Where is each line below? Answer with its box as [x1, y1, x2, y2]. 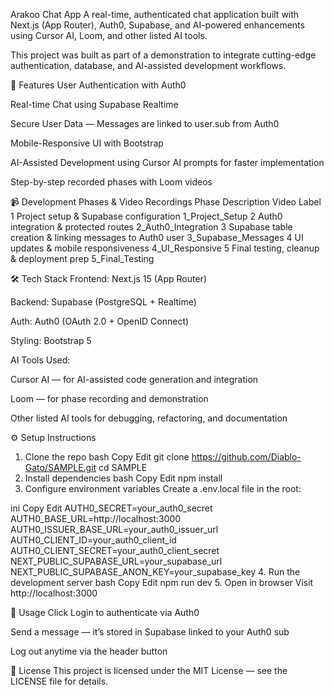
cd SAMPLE [98, 462, 148, 473]
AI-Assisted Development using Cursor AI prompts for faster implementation [10, 157, 325, 168]
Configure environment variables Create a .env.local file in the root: [24, 483, 302, 494]
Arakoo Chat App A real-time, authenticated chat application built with [10, 9, 300, 20]
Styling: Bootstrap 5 [10, 335, 92, 346]
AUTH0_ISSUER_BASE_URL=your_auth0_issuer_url [10, 524, 219, 535]
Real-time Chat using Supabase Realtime [10, 99, 179, 110]
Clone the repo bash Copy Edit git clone [24, 451, 190, 463]
